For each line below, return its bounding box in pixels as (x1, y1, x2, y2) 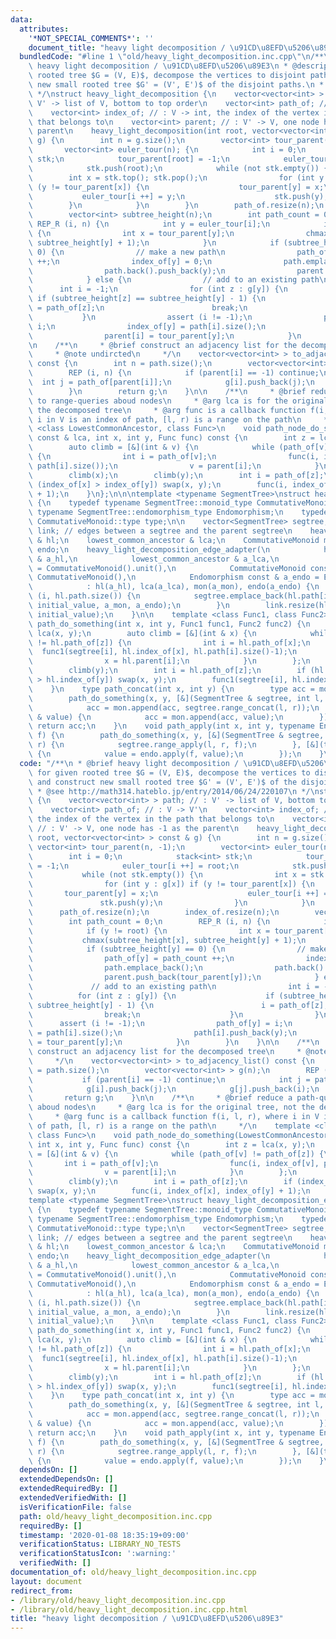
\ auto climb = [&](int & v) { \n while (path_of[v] (28, 442, 329, 453)
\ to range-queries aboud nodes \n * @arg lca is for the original (28, 396, 329, 406)
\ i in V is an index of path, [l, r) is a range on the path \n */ (28, 414, 333, 425)
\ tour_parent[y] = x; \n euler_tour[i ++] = (28, 889, 329, 899)
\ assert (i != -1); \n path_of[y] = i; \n (28, 1019, 293, 1029)
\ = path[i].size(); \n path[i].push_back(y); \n (28, 1028, 298, 1038)
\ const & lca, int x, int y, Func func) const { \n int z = (28, 433, 315, 443)
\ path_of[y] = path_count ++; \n (28, 954, 235, 964)
